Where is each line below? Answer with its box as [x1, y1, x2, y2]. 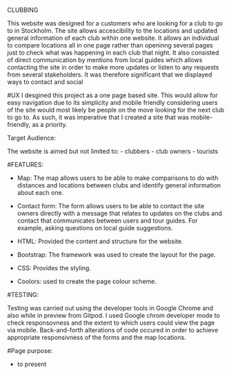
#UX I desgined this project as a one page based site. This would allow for [7, 91, 219, 99]
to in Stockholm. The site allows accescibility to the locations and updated [7, 27, 218, 34]
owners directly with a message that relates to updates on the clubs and [17, 210, 223, 217]
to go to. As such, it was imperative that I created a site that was [7, 113, 190, 121]
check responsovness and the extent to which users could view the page [7, 318, 215, 327]
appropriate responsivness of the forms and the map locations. [7, 334, 186, 341]
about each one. [17, 189, 64, 196]
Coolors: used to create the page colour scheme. [17, 277, 157, 285]
